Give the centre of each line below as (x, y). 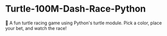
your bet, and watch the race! (36, 28)
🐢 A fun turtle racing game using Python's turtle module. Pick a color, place (83, 23)
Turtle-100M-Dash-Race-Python (75, 9)
